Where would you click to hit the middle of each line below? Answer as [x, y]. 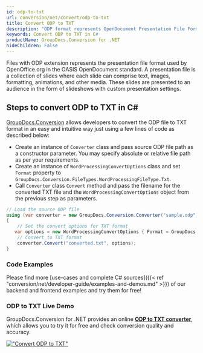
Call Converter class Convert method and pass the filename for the [98, 185]
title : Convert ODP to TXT [40, 23]
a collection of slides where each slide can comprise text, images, [88, 76]
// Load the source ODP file [43, 209]
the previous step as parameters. [56, 198]
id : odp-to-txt [25, 12]
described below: [28, 135]
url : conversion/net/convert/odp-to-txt [58, 18]
